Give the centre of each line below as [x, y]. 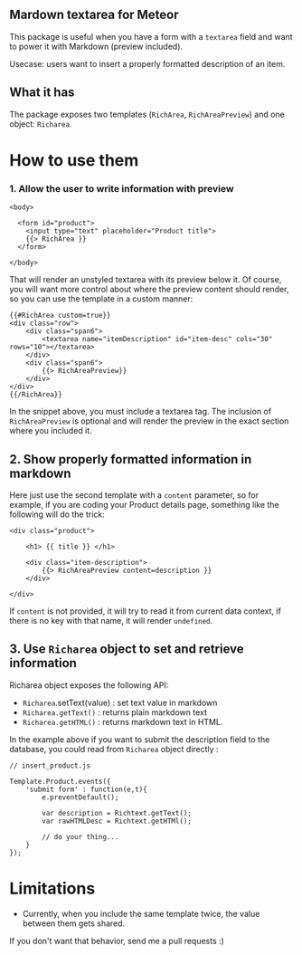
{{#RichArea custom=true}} [60, 316]
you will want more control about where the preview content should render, [149, 290]
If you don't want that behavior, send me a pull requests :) [117, 941]
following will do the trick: [57, 514]
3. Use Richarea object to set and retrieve [127, 649]
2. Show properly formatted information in [131, 459]
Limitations [52, 888]
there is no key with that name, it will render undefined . [111, 620]
